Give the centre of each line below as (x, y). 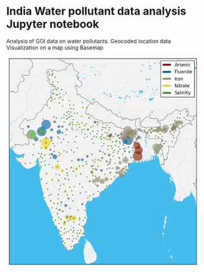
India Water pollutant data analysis (97, 11)
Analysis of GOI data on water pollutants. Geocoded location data (89, 41)
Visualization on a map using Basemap (55, 48)
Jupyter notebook (53, 24)
